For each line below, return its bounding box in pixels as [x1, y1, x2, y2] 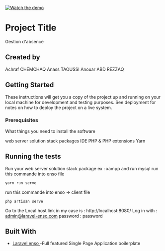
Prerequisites [5, 117, 38, 124]
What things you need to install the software [5, 128, 96, 134]
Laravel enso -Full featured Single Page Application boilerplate [12, 241, 141, 247]
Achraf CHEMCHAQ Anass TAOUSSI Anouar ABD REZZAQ [5, 66, 124, 72]
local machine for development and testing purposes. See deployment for [5, 99, 156, 105]
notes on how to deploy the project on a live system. [5, 105, 112, 111]
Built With [5, 227, 36, 236]
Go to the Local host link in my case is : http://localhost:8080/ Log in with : [5, 207, 158, 214]
